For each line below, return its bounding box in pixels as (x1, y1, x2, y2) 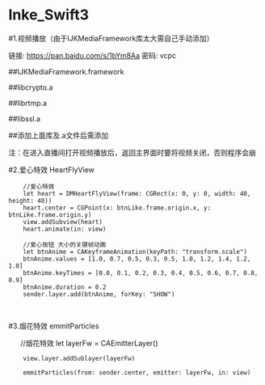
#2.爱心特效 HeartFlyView (8, 164, 95, 175)
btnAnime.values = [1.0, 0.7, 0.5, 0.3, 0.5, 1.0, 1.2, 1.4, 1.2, (23, 255, 251, 263)
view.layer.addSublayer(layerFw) (23, 354, 136, 362)
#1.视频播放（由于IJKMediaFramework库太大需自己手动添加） (8, 33, 214, 43)
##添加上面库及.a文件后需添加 (8, 130, 109, 140)
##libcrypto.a (8, 82, 53, 92)
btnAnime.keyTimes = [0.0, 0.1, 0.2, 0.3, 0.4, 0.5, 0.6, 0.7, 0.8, (23, 269, 259, 277)
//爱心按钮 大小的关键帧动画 (23, 240, 107, 248)
